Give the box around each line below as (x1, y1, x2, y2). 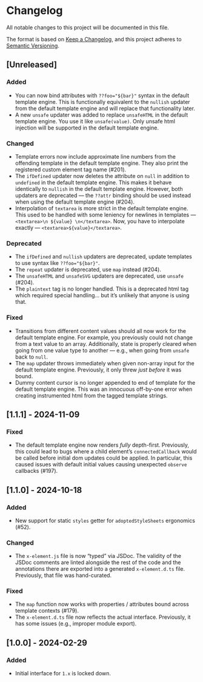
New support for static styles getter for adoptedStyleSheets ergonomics (15, 517, 196, 524)
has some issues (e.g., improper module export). (15, 620, 137, 627)
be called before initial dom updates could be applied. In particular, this (15, 454, 193, 462)
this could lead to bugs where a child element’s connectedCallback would (15, 448, 197, 455)
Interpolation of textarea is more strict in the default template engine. (15, 204, 188, 212)
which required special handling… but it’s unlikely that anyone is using (15, 292, 190, 299)
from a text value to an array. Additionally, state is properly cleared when (15, 340, 197, 347)
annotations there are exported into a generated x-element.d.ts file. (15, 565, 185, 573)
